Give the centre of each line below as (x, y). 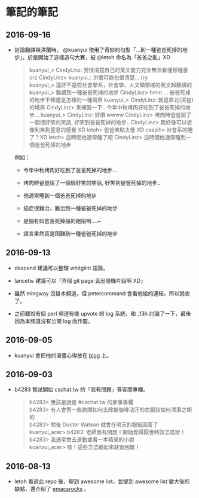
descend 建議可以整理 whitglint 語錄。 (61, 268)
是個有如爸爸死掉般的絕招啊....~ (62, 221)
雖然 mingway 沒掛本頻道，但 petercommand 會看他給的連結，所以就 (99, 293)
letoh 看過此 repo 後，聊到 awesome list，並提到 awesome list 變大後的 (102, 481)
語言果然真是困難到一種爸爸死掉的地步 (70, 233)
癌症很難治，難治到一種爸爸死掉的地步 (70, 208)
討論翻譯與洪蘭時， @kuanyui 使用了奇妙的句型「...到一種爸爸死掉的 (98, 50)
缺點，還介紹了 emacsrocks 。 (52, 489)
